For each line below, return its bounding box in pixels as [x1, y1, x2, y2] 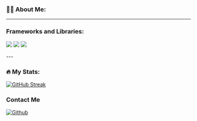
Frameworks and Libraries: [6, 28, 84, 36]
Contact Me [6, 95, 40, 103]
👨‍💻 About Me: [6, 5, 46, 14]
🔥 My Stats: [6, 68, 40, 76]
